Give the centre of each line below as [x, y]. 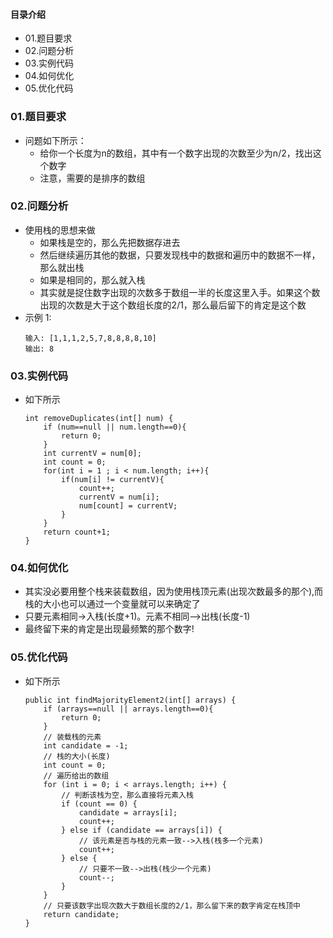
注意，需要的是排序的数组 [92, 178]
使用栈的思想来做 [60, 230]
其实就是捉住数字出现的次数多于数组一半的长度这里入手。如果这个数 [180, 292]
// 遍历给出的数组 [76, 775]
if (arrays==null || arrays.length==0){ [128, 709]
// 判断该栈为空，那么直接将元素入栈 [127, 795]
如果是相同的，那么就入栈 [92, 280]
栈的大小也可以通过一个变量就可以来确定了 [112, 604]
